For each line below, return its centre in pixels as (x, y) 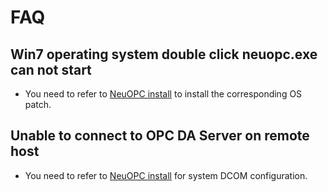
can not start (51, 69)
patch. (38, 104)
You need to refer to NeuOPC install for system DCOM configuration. (166, 175)
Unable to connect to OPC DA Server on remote (160, 136)
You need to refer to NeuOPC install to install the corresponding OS (163, 94)
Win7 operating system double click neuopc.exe (164, 54)
